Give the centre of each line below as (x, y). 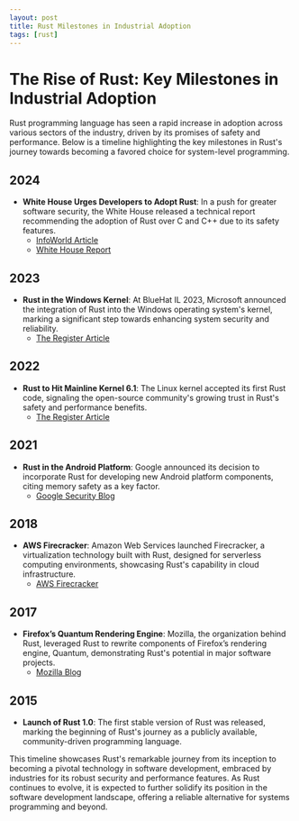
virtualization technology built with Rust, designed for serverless (142, 555)
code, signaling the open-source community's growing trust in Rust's (150, 397)
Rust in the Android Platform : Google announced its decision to (141, 467)
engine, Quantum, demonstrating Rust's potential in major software (147, 653)
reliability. (40, 328)
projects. (39, 662)
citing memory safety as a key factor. (91, 486)
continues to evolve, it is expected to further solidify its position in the (139, 788)
